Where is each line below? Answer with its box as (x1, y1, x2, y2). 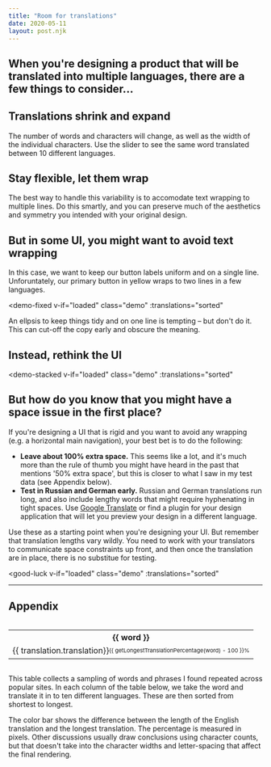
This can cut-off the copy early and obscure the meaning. (8, 325, 201, 335)
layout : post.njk (8, 27, 67, 35)
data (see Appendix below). (19, 477, 113, 487)
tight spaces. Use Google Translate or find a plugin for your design (19, 503, 242, 512)
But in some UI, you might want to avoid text (8, 234, 234, 247)
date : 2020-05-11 (8, 19, 67, 27)
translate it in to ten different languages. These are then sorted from (8, 690, 234, 700)
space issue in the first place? (8, 406, 162, 419)
